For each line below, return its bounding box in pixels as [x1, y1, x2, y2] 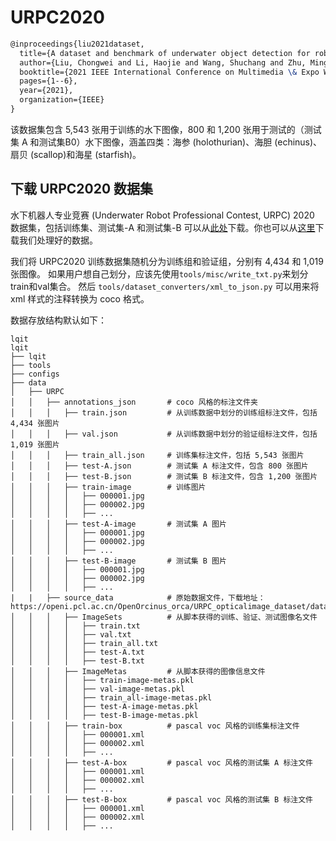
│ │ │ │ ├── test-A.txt [10, 647, 145, 657]
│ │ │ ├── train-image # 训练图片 [10, 482, 207, 492]
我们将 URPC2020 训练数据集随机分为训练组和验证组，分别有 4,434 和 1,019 [10, 255, 324, 267]
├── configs [10, 369, 60, 379]
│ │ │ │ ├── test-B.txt [10, 656, 145, 666]
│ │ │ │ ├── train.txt [10, 621, 141, 631]
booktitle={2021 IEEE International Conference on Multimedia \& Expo [19, 67, 320, 77]
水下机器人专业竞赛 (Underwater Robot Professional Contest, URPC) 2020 [10, 209, 315, 221]
